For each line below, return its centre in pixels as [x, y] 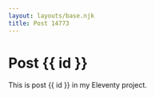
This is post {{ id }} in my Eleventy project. [78, 85]
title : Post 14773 [39, 23]
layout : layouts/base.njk [51, 16]
